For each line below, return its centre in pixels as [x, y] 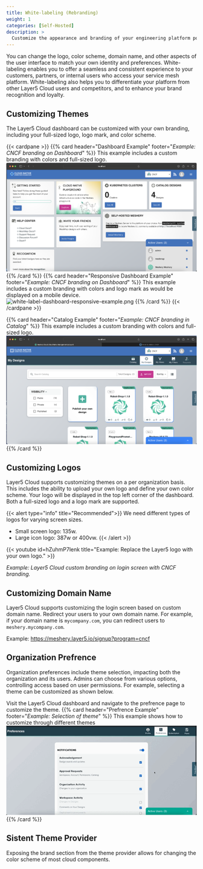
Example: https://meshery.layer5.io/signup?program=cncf [78, 639]
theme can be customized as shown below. [60, 691]
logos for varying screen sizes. [45, 519]
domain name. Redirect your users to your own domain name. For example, [100, 614]
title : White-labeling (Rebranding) [52, 13]
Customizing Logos [44, 468]
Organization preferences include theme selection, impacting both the [93, 672]
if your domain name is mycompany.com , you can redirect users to [85, 620]
